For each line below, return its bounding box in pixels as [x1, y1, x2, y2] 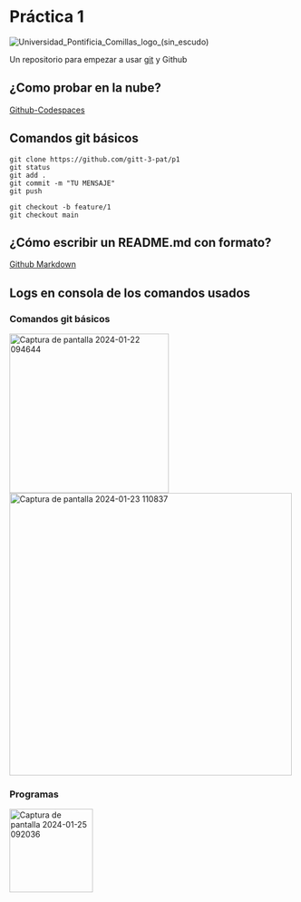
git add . [9, 171, 47, 180]
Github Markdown [9, 259, 77, 270]
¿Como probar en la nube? [9, 80, 161, 96]
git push [9, 186, 43, 196]
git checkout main [9, 211, 79, 220]
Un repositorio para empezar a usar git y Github [9, 54, 188, 64]
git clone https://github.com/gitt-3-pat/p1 [9, 154, 180, 164]
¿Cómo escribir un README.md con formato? [9, 234, 272, 250]
